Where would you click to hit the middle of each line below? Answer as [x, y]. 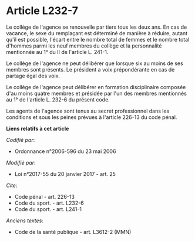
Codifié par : [21, 140]
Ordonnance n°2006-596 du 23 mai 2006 [65, 151]
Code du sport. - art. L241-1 [48, 209]
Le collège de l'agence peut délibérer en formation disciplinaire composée [96, 87]
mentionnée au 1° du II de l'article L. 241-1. [57, 52]
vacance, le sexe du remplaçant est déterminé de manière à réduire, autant [97, 33]
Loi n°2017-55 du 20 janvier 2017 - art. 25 [65, 174]
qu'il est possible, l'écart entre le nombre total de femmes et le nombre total [98, 39]
